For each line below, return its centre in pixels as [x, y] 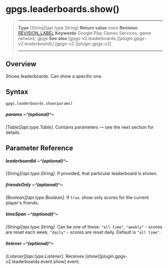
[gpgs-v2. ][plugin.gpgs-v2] [83, 43]
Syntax [17, 92]
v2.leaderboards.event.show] [36, 261]
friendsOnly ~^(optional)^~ [34, 185]
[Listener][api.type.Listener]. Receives [45, 256]
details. [13, 132]
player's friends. [22, 202]
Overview [21, 64]
